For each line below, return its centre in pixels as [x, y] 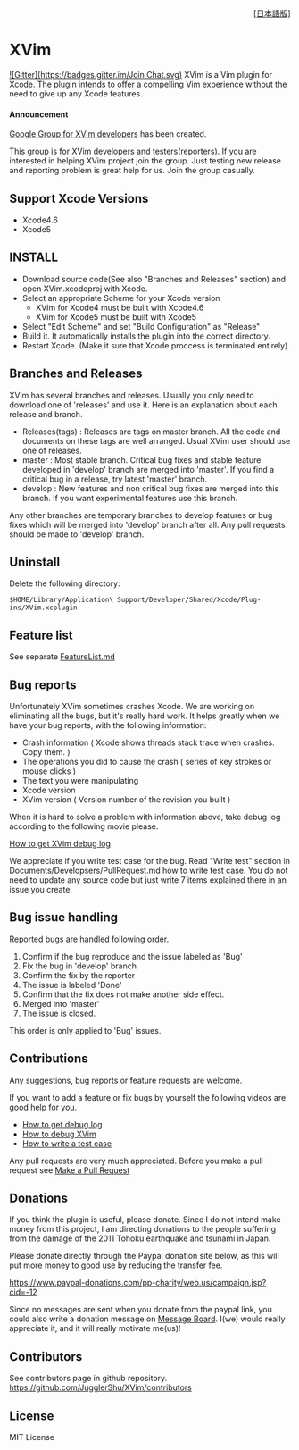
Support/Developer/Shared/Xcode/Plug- [189, 600]
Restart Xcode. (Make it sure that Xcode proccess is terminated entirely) [155, 345]
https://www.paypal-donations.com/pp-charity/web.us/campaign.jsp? [138, 1283]
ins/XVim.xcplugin [43, 608]
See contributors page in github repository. [88, 1379]
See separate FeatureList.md [62, 657]
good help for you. [43, 1107]
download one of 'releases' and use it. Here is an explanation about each [143, 405]
